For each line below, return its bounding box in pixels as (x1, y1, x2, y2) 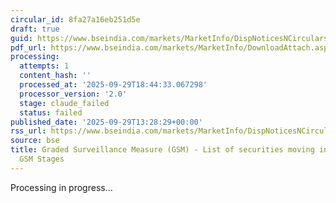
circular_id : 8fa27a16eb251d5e (10, 14, 141, 25)
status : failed (19, 107, 83, 118)
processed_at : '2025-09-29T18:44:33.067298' (19, 80, 208, 90)
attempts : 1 (19, 61, 70, 71)
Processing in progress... (10, 181, 113, 193)
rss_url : (10, 126, 47, 136)
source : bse (10, 136, 60, 146)
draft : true (10, 24, 60, 34)
